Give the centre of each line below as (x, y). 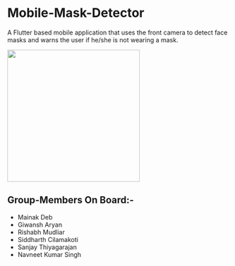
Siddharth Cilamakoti (48, 239)
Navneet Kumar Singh (49, 254)
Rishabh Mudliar (41, 232)
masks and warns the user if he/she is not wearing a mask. (93, 39)
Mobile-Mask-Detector (76, 13)
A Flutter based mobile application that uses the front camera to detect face (117, 32)
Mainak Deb (35, 217)
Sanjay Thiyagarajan (47, 247)
